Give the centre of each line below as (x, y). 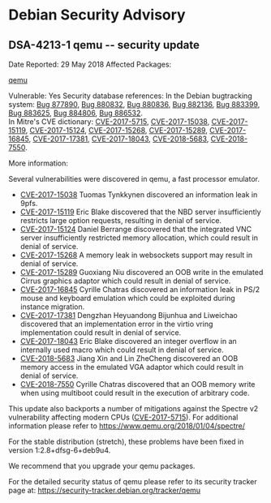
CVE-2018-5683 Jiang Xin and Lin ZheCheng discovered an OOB (129, 358)
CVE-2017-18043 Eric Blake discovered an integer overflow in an (128, 341)
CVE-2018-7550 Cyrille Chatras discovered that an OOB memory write (138, 384)
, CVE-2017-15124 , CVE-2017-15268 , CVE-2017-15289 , (117, 130)
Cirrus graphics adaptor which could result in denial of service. (125, 281)
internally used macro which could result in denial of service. (122, 350)
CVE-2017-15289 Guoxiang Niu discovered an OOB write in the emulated (142, 272)
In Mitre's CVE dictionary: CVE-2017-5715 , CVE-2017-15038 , (109, 122)
